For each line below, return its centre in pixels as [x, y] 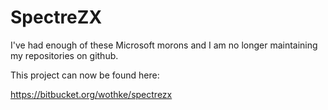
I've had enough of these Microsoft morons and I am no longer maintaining [164, 45]
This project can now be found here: [85, 75]
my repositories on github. [64, 55]
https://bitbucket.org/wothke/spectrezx [91, 94]
